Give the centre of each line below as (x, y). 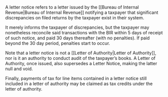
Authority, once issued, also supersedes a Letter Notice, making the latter (81, 63)
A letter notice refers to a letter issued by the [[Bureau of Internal (72, 7)
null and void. (19, 69)
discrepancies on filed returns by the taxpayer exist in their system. (75, 18)
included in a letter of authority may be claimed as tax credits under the (79, 84)
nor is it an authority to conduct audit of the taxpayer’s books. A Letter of (80, 58)
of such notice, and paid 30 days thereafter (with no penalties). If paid (77, 38)
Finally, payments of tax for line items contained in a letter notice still (76, 78)
